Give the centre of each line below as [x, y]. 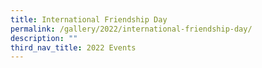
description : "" [44, 38]
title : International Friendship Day [89, 19]
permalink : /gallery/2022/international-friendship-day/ [131, 29]
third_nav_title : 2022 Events [73, 47]
